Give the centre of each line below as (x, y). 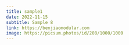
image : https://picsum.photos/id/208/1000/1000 (65, 33)
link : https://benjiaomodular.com (48, 28)
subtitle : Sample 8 (30, 22)
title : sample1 (24, 11)
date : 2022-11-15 (27, 17)
